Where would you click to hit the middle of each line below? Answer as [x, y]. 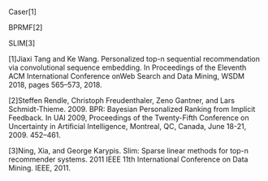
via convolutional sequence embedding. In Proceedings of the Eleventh [128, 67]
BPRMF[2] [26, 27]
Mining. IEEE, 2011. [40, 168]
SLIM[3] [22, 43]
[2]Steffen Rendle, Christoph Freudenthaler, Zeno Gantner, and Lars [122, 100]
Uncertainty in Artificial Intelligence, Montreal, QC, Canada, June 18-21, [128, 126]
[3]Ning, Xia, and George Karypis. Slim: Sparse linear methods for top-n [129, 151]
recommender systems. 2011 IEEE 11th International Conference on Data [128, 159]
